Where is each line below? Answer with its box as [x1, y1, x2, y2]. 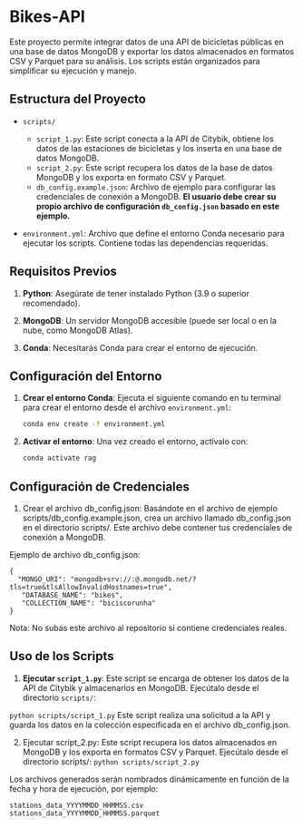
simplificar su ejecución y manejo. [9, 65, 137, 76]
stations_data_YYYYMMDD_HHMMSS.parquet [9, 809, 161, 818]
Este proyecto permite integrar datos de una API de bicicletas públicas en [9, 36, 284, 47]
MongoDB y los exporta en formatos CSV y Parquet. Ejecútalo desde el [22, 746, 288, 757]
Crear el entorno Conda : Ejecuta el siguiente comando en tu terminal [22, 393, 281, 404]
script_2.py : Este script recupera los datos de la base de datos [35, 161, 274, 173]
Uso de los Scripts [9, 648, 114, 664]
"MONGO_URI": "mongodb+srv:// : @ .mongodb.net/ [17, 574, 193, 584]
